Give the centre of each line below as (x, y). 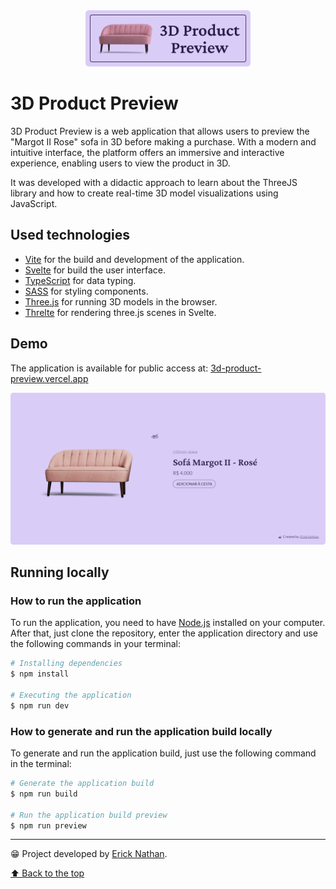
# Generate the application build (82, 784)
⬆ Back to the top (47, 873)
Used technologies (70, 235)
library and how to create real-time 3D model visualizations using (144, 193)
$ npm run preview (48, 825)
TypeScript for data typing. (80, 280)
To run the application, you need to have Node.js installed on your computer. (168, 623)
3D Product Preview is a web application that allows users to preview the (160, 131)
